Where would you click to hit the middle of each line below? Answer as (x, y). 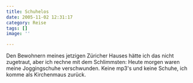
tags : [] (17, 28)
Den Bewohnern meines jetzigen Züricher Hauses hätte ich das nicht (90, 56)
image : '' (18, 34)
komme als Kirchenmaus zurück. (46, 75)
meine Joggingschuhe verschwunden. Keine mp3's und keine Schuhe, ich (97, 68)
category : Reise (26, 23)
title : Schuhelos (28, 12)
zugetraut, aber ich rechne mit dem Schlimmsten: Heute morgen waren (93, 62)
